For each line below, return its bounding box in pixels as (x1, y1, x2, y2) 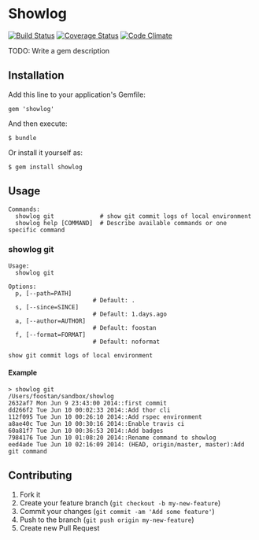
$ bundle (8, 134, 37, 142)
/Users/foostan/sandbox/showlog (8, 393, 114, 401)
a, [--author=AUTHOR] (15, 316, 87, 325)
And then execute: (8, 119, 68, 128)
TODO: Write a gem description (8, 46, 110, 55)
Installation (8, 68, 65, 83)
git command (8, 448, 47, 456)
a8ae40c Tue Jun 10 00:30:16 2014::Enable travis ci (8, 420, 185, 428)
